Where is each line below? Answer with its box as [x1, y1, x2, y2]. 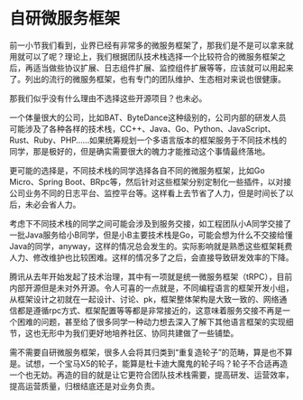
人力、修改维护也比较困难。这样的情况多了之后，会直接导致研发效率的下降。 [9, 252, 294, 263]
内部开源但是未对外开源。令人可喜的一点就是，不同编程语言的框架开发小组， [9, 282, 294, 293]
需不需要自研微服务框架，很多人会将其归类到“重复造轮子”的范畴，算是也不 [9, 347, 286, 358]
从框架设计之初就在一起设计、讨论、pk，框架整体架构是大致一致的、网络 [9, 293, 280, 304]
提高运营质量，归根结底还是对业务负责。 [9, 380, 160, 391]
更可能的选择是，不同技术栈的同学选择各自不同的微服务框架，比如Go [9, 164, 265, 176]
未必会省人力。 [24, 199, 81, 209]
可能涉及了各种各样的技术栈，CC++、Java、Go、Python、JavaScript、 [9, 123, 276, 134]
